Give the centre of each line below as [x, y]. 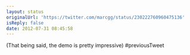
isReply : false [25, 23]
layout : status [25, 12]
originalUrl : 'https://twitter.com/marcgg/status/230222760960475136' [96, 17]
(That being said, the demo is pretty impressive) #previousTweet [85, 45]
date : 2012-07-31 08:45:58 [40, 28]
